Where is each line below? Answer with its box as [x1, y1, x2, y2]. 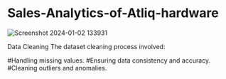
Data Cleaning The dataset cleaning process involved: [7, 42, 166, 51]
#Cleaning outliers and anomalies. [7, 63, 107, 72]
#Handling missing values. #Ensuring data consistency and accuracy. [7, 56, 211, 65]
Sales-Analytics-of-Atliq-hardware [7, 5, 219, 21]
